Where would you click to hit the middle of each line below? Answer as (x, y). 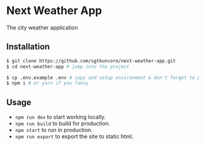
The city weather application (42, 27)
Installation (28, 47)
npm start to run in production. (54, 130)
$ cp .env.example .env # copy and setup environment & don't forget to (101, 78)
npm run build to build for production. (63, 123)
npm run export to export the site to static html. (74, 137)
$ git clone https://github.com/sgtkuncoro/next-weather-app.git (91, 61)
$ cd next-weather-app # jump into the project (68, 67)
